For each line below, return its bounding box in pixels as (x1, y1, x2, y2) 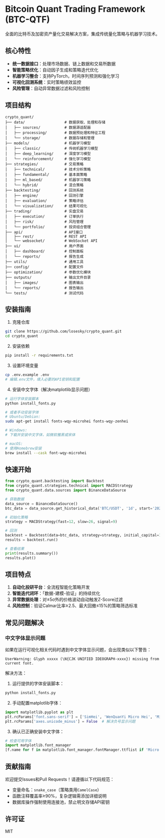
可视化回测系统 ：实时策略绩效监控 (12, 79, 82, 85)
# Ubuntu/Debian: (5, 414, 41, 419)
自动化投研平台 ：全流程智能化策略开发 (12, 584, 90, 590)
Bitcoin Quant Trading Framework (5, 3, 146, 15)
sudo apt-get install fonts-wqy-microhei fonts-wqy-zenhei (5, 419, 129, 424)
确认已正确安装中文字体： (12, 728, 64, 735)
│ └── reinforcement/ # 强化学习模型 (5, 156, 91, 161)
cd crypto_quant (5, 334, 38, 338)
